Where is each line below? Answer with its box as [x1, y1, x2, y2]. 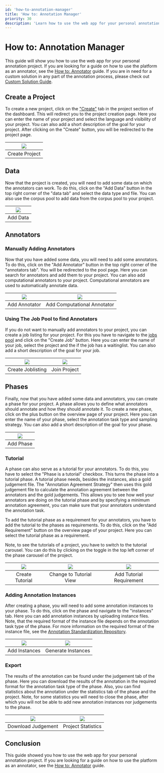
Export [5, 662, 21, 669]
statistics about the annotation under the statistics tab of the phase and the [5, 689, 156, 694]
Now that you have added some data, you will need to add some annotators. [5, 256, 159, 262]
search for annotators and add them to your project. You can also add [5, 272, 145, 278]
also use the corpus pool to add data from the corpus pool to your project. [5, 195, 154, 201]
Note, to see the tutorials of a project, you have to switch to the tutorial [5, 542, 147, 547]
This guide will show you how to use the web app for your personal [5, 58, 140, 64]
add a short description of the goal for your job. [5, 347, 101, 353]
